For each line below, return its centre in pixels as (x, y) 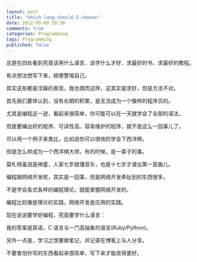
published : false (28, 45)
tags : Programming (29, 39)
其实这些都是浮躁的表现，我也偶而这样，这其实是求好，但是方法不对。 (93, 88)
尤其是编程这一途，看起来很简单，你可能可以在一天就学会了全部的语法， (95, 113)
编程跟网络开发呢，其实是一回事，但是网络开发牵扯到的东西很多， (87, 177)
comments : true (25, 28)
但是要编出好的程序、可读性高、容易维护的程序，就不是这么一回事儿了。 (95, 126)
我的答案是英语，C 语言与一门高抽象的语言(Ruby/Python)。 (79, 227)
